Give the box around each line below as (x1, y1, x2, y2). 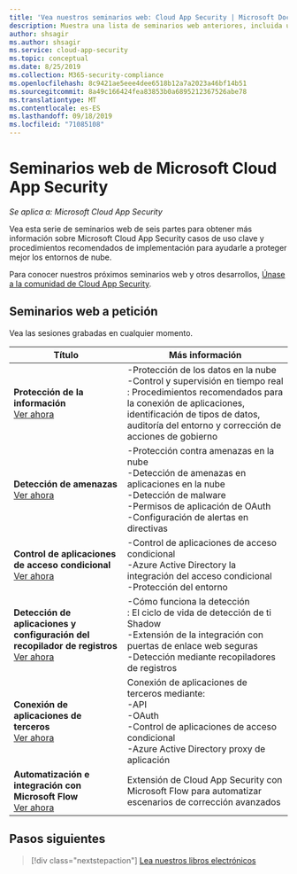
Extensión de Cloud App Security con (126, 773, 283, 785)
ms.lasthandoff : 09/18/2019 (9, 112, 113, 121)
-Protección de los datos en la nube (126, 363, 277, 376)
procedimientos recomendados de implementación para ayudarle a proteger (9, 242, 287, 253)
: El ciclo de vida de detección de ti (126, 606, 272, 619)
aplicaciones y (13, 617, 77, 629)
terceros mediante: (126, 687, 206, 699)
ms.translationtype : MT (9, 95, 97, 105)
